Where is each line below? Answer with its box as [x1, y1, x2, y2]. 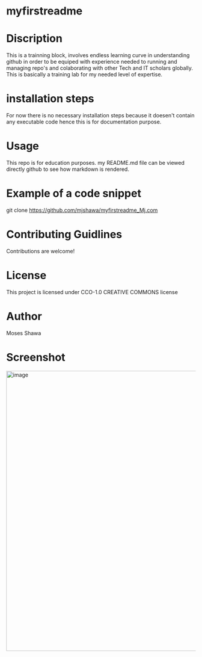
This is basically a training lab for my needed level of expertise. [6, 71, 163, 78]
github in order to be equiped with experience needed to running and [6, 58, 177, 66]
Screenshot [6, 350, 66, 364]
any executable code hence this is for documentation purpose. [6, 119, 162, 126]
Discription [6, 32, 63, 46]
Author [6, 310, 42, 323]
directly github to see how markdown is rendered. [6, 165, 129, 173]
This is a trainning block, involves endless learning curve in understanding [6, 52, 190, 59]
